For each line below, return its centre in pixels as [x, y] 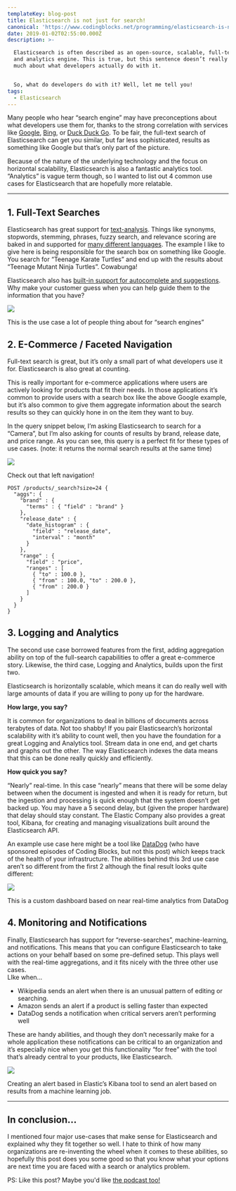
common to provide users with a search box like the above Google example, [117, 397]
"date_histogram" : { [58, 525]
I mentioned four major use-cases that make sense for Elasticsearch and [112, 1137]
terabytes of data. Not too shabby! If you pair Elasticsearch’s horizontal [110, 728]
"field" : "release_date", [72, 531]
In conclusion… [42, 1120]
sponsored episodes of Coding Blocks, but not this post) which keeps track [116, 851]
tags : [15, 91]
